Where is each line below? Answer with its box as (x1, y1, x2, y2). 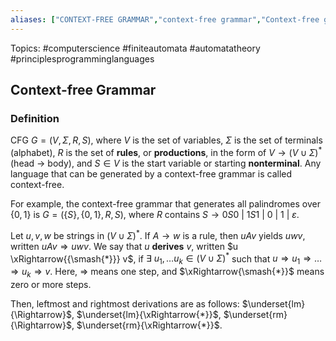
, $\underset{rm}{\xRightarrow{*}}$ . (71, 319, 223, 331)
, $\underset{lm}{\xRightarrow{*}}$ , (71, 308, 222, 320)
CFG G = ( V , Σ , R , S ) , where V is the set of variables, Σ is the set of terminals (10, 134, 323, 146)
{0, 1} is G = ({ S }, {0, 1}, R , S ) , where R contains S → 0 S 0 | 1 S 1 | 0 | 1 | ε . (10, 208, 300, 220)
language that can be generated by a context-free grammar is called (10, 167, 293, 180)
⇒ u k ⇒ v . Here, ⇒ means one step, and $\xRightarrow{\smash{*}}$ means (10, 266, 325, 280)
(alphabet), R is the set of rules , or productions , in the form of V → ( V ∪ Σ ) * (10, 145, 323, 158)
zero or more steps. (10, 278, 92, 290)
